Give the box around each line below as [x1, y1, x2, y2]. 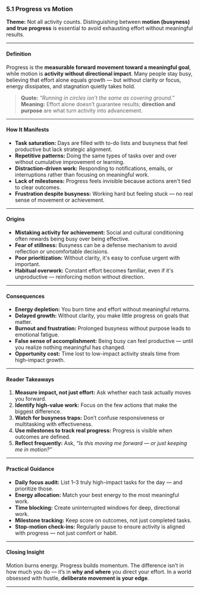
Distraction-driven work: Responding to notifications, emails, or [14, 165, 173, 172]
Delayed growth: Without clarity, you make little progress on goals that [14, 312, 189, 319]
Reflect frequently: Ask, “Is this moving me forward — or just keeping [14, 440, 187, 447]
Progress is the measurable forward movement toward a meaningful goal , [6, 63, 192, 70]
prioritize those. [14, 485, 54, 492]
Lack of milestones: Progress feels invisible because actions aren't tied [14, 177, 191, 184]
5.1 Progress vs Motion [6, 5, 73, 13]
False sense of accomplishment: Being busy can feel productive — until [14, 338, 193, 345]
